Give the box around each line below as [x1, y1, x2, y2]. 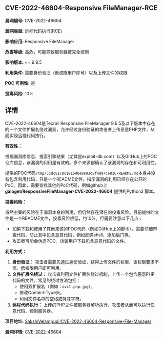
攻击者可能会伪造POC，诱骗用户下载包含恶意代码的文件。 [12, 238, 128, 244]
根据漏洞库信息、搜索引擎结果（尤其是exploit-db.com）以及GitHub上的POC [5, 153, 157, 159]
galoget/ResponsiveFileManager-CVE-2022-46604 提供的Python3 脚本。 [5, 188, 158, 194]
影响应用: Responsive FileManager [5, 38, 75, 44]
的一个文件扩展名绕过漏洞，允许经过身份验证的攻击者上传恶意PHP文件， [5, 126, 151, 132]
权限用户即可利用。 [25, 265, 64, 271]
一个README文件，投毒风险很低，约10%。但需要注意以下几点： [13, 215, 143, 221]
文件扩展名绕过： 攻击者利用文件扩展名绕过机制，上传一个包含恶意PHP [12, 271, 155, 277]
